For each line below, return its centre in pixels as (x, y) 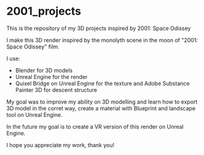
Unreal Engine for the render (51, 77)
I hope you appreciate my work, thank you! (61, 145)
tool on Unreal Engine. (34, 115)
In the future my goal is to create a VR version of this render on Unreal (95, 126)
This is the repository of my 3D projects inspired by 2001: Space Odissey (99, 28)
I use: (13, 58)
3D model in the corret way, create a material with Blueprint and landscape (101, 108)
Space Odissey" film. (33, 47)
